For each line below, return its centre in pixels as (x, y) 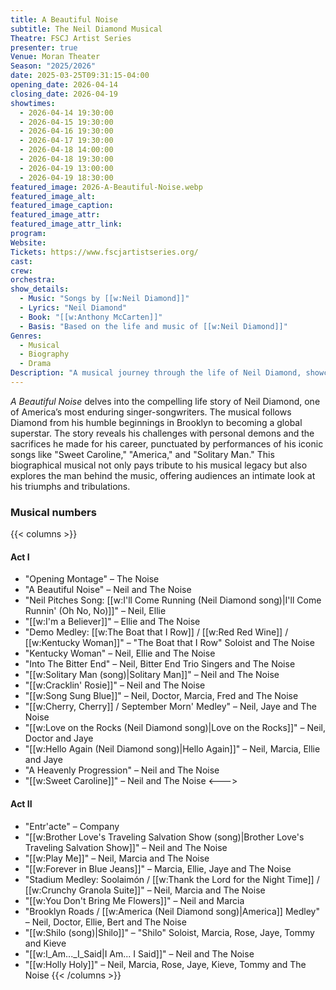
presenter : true (44, 47)
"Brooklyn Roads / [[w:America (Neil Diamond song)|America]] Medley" (172, 911)
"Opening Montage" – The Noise (92, 579)
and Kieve (45, 943)
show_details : (40, 289)
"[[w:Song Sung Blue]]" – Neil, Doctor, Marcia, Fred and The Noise (161, 696)
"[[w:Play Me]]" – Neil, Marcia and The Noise (117, 858)
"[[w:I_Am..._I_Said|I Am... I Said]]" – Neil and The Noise (139, 953)
